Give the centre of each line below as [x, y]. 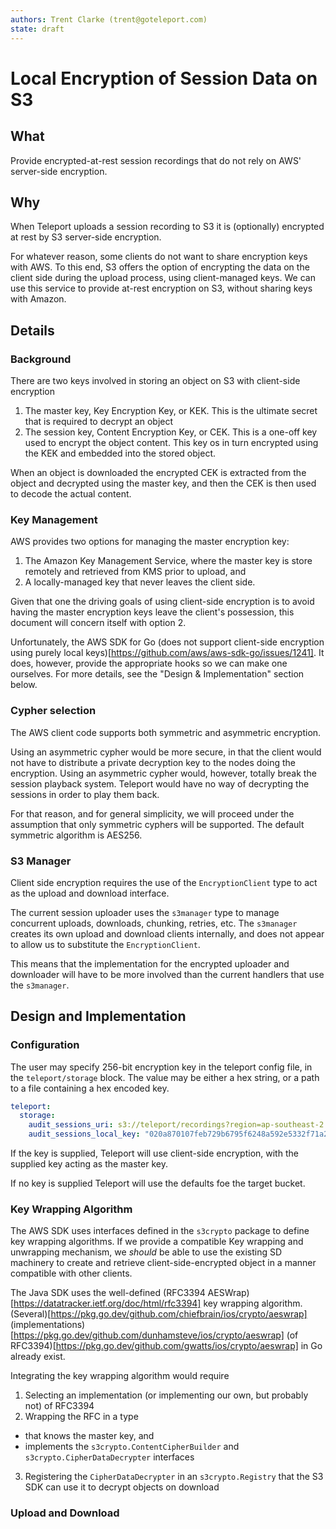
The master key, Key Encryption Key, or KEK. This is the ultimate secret [171, 410]
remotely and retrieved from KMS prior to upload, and [135, 572]
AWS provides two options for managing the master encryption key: [150, 542]
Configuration [45, 1045]
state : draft [37, 29]
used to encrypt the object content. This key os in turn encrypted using [171, 442]
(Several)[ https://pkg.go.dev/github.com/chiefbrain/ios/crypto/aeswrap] [159, 1314]
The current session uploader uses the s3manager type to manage [145, 912]
